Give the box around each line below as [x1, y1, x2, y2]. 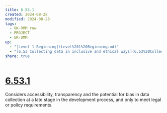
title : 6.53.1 [5, 7, 35, 12]
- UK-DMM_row [9, 26, 37, 31]
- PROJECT [9, 30, 30, 35]
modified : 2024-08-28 [5, 16, 50, 21]
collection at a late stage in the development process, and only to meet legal [5, 97, 162, 103]
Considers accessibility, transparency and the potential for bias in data [5, 92, 150, 98]
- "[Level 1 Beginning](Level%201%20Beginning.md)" [9, 44, 119, 49]
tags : [5, 21, 16, 26]
